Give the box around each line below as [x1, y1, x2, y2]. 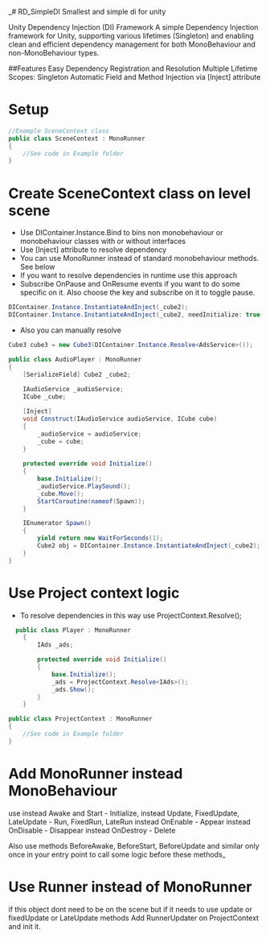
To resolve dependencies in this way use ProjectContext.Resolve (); [19, 610, 243, 620]
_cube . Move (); [37, 490, 84, 498]
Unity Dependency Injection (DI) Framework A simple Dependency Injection [8, 23, 259, 31]
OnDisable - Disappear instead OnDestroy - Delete [8, 825, 176, 835]
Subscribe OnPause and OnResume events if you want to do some [19, 279, 241, 289]
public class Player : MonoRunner [15, 626, 131, 634]
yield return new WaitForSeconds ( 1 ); [37, 535, 163, 543]
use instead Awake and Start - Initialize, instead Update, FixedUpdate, [8, 808, 239, 818]
